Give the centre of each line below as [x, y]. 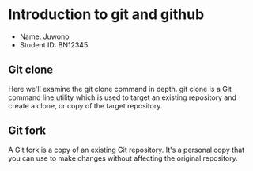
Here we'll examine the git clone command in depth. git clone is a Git [120, 89]
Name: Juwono [44, 36]
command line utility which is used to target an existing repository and [123, 97]
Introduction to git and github [106, 15]
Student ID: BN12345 [54, 44]
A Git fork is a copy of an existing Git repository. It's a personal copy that [126, 150]
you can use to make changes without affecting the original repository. [123, 158]
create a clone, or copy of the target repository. [85, 105]
